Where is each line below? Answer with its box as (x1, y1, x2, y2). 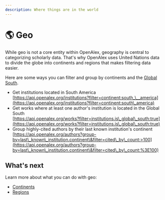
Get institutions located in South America (12, 89, 96, 95)
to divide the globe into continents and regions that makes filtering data (5, 60, 151, 66)
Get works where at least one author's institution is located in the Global (12, 105, 160, 111)
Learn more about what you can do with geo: (5, 174, 97, 180)
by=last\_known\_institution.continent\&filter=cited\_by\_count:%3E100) (12, 147, 159, 153)
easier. (5, 65, 19, 71)
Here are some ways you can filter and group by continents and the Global (5, 75, 158, 80)
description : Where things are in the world (5, 7, 99, 12)
